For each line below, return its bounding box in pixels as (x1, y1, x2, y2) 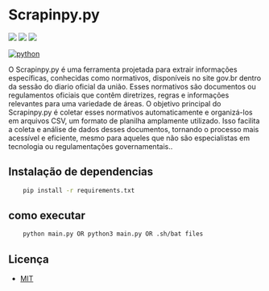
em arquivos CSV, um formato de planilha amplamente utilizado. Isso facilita (8, 115, 260, 126)
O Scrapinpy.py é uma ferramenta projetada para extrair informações (8, 64, 238, 74)
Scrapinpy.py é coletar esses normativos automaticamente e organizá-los (8, 107, 253, 117)
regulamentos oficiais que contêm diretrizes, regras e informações (8, 90, 230, 100)
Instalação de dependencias (8, 165, 154, 179)
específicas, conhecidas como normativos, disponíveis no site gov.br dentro (8, 73, 262, 82)
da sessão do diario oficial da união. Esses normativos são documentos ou (8, 81, 256, 91)
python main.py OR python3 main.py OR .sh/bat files (23, 230, 204, 239)
